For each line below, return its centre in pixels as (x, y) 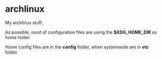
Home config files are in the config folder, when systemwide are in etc (77, 47)
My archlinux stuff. (24, 23)
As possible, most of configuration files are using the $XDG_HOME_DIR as (81, 32)
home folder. (18, 37)
